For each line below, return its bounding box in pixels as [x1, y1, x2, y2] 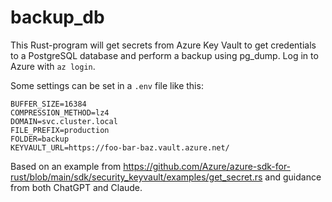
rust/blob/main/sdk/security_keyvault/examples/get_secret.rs [10, 171, 263, 183]
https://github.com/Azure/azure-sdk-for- [123, 160, 292, 172]
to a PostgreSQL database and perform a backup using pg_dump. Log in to [10, 49, 319, 61]
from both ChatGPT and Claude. [10, 181, 143, 193]
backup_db [10, 6, 105, 29]
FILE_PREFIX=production [10, 125, 110, 135]
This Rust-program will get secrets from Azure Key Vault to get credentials [10, 39, 317, 51]
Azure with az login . [10, 60, 96, 72]
